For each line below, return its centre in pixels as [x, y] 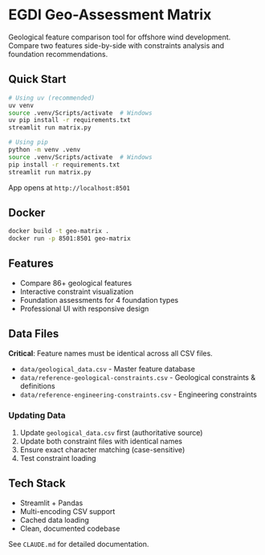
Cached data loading [55, 520]
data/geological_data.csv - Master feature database [107, 369]
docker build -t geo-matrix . [59, 231]
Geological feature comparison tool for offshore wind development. [120, 37]
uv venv [21, 105]
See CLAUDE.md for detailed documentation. [79, 544]
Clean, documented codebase [70, 528]
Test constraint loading [58, 458]
